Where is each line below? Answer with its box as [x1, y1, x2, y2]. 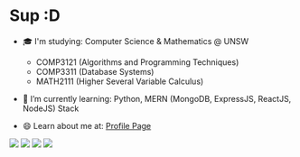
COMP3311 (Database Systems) [35, 66, 155, 77]
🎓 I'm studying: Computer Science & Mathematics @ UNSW [22, 35, 249, 46]
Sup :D [9, 5, 61, 26]
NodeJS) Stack [22, 103, 80, 114]
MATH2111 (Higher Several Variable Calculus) [35, 76, 204, 87]
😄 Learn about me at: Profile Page [22, 120, 152, 131]
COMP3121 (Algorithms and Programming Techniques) [35, 56, 239, 68]
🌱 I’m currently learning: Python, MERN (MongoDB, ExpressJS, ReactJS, [22, 93, 292, 104]
